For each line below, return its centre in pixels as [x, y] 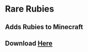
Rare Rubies [29, 9]
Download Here [29, 43]
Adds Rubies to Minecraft [44, 27]
